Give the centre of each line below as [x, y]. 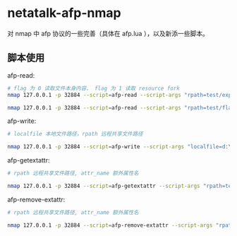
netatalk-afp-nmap [64, 13]
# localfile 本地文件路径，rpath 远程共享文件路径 [75, 134]
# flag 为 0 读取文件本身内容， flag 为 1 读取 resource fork [93, 88]
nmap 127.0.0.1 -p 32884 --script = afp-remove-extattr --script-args [110, 225]
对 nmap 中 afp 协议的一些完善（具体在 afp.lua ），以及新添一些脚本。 [108, 33]
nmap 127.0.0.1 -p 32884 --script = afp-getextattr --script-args [104, 186]
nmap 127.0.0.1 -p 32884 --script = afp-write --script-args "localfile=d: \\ [121, 147]
